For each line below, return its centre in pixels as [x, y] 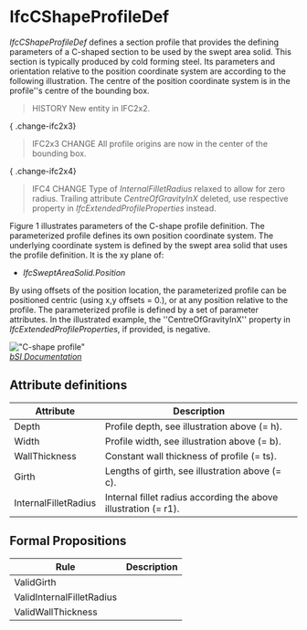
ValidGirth [35, 582]
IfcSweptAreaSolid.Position [74, 272]
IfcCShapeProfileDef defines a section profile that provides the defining [144, 42]
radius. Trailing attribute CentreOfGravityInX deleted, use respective [160, 198]
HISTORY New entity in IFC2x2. [91, 108]
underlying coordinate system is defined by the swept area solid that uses [148, 245]
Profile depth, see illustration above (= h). [194, 426]
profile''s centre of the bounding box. [79, 90]
